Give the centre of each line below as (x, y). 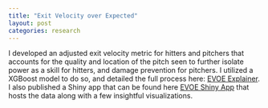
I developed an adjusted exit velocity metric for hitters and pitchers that (126, 54)
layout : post (30, 23)
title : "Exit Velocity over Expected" (73, 16)
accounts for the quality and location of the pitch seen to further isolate (126, 62)
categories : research (45, 30)
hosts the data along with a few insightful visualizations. (101, 96)
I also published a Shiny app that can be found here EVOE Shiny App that (129, 87)
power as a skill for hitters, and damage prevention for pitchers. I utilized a (131, 70)
